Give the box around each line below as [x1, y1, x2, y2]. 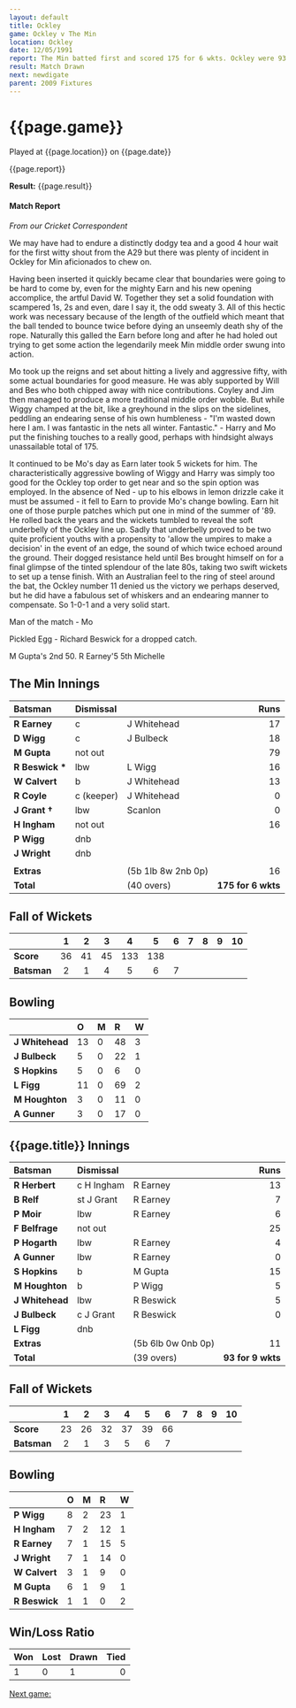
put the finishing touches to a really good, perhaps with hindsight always [9, 431, 274, 442]
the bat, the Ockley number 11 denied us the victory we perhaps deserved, [9, 581, 280, 591]
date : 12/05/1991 [9, 46, 73, 55]
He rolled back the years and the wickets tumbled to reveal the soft [9, 514, 254, 525]
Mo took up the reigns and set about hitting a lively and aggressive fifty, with [9, 365, 288, 376]
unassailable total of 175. [9, 441, 99, 451]
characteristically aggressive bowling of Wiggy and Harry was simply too [9, 467, 276, 478]
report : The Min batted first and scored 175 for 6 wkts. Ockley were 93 [9, 54, 287, 63]
